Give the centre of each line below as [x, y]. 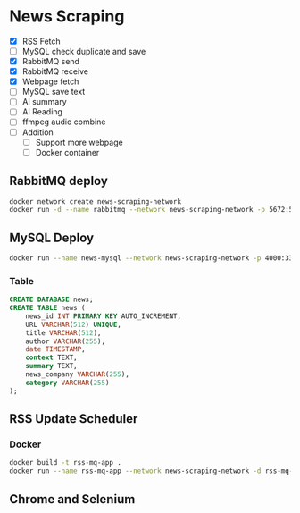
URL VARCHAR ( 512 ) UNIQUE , [74, 324]
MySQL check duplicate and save [84, 51]
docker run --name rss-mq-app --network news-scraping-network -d [135, 471]
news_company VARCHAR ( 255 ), [77, 374]
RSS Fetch [41, 41]
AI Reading [42, 112]
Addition [37, 132]
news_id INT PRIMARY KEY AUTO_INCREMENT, [103, 316]
